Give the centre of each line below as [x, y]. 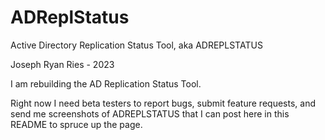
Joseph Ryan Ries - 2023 [62, 64]
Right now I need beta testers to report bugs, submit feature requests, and [163, 103]
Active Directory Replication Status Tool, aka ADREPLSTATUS [136, 45]
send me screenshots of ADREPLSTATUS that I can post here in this [150, 113]
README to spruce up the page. [76, 124]
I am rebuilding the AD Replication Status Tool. [106, 83]
